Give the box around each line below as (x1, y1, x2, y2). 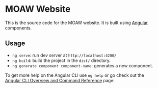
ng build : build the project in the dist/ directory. (12, 58, 111, 63)
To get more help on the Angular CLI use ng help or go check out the (5, 72, 144, 78)
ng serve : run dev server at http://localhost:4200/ (12, 52, 117, 58)
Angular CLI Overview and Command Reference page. (5, 77, 115, 83)
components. (5, 25, 32, 30)
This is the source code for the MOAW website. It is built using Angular (5, 20, 148, 26)
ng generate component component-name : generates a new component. (12, 62, 154, 68)
